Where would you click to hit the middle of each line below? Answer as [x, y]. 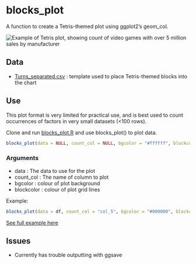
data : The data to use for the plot [55, 171]
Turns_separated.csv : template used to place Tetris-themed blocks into [101, 76]
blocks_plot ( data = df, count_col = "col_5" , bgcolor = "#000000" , [90, 211]
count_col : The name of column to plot [62, 177]
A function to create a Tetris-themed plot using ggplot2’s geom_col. [87, 26]
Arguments [22, 158]
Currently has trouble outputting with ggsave [68, 255]
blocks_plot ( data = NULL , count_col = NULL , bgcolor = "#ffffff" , [88, 143]
